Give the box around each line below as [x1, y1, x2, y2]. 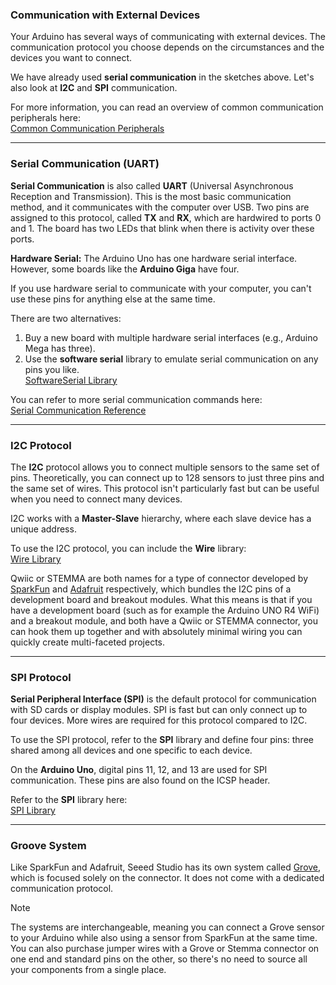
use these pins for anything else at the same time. [10, 293, 216, 305]
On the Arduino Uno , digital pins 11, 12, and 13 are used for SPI [10, 764, 268, 776]
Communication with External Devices [10, 8, 201, 22]
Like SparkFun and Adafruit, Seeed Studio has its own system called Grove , [10, 861, 322, 873]
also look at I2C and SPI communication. [10, 82, 178, 94]
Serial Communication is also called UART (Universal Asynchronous [10, 179, 294, 192]
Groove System [10, 839, 87, 853]
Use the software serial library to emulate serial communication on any [24, 353, 319, 365]
